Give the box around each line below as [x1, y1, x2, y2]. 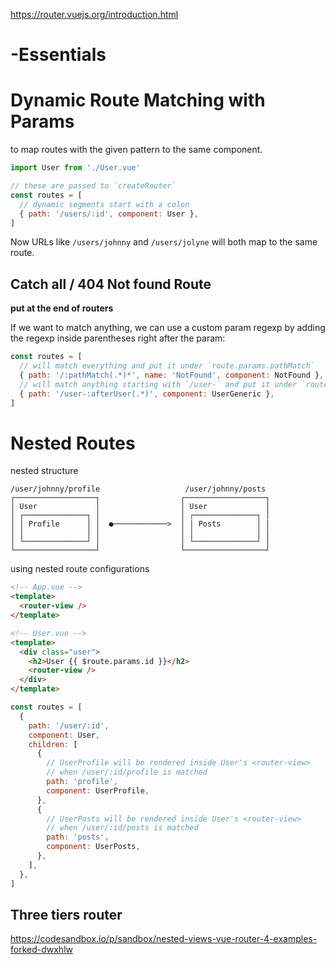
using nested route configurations [10, 563, 150, 575]
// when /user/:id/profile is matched [46, 767, 208, 778]
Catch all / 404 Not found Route [10, 275, 212, 293]
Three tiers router [10, 906, 123, 923]
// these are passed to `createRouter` [10, 181, 177, 191]
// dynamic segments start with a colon [19, 199, 190, 209]
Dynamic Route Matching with [10, 89, 266, 112]
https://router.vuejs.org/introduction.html [10, 9, 179, 20]
